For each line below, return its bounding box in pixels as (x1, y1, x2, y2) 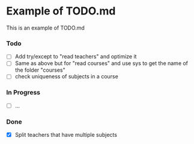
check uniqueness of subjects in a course (14, 73, 118, 80)
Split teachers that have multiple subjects (14, 131, 117, 139)
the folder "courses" (14, 66, 65, 74)
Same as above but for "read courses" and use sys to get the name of (14, 60, 188, 67)
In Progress (6, 89, 41, 97)
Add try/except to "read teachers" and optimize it (14, 53, 137, 60)
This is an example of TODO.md (6, 24, 85, 31)
